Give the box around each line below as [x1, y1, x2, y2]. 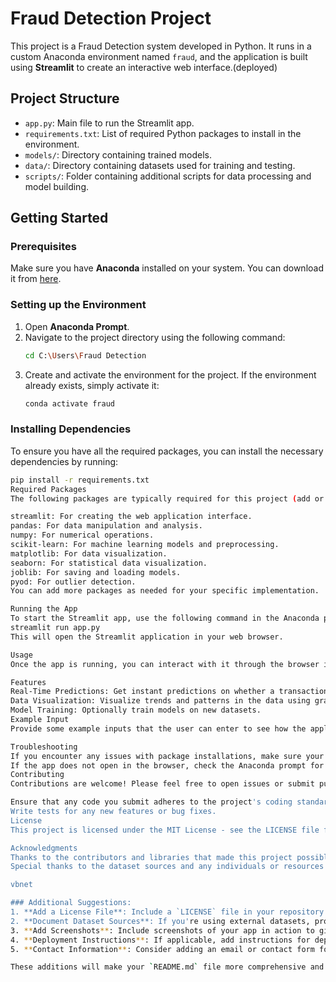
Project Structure [10, 90, 120, 107]
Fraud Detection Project [10, 7, 212, 30]
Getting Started [10, 210, 109, 227]
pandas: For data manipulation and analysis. [10, 521, 203, 531]
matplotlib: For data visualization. [10, 548, 168, 559]
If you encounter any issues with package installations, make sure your [10, 751, 325, 761]
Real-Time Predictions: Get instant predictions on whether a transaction [10, 687, 329, 697]
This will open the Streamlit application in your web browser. [10, 632, 284, 642]
